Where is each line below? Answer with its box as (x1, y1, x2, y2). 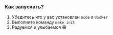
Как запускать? (4, 3, 44, 10)
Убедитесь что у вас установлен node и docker (11, 14, 108, 20)
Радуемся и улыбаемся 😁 (11, 24, 67, 30)
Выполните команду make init (11, 19, 75, 25)
